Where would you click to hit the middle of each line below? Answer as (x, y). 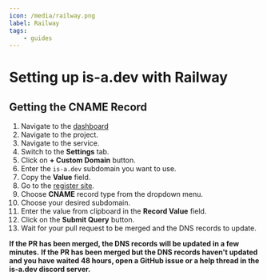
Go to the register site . (58, 186)
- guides (38, 38)
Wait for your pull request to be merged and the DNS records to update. (138, 228)
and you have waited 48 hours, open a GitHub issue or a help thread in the (134, 261)
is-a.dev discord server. (50, 270)
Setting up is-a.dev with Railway (119, 78)
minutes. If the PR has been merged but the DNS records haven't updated (133, 252)
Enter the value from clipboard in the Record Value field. (114, 211)
